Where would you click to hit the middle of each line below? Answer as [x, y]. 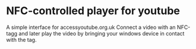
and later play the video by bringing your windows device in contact [102, 33]
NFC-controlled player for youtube [93, 11]
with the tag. [21, 40]
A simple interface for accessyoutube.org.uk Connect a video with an [91, 27]
